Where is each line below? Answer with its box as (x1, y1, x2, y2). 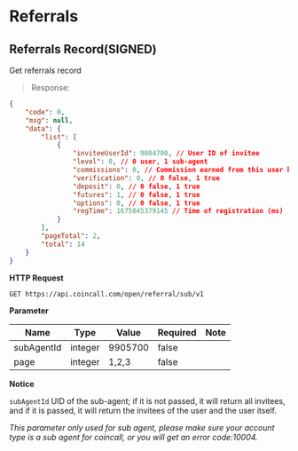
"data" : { (25, 124, 62, 133)
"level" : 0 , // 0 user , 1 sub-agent (72, 157, 208, 166)
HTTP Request (9, 273, 64, 283)
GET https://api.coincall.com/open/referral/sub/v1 (9, 289, 204, 298)
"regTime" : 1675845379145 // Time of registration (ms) (72, 207, 284, 216)
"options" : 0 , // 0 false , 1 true (72, 198, 200, 208)
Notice (9, 378, 35, 389)
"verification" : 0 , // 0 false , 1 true (72, 173, 220, 183)
